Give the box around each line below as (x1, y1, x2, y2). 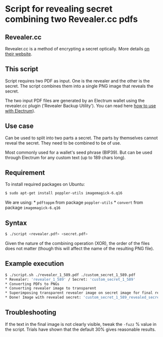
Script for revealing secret (5, 3, 113, 15)
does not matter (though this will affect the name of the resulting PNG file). (5, 246, 154, 251)
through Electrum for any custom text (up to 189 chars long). (5, 154, 126, 160)
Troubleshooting (5, 308, 57, 317)
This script (5, 65, 38, 73)
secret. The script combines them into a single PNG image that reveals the (5, 83, 154, 89)
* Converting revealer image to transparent (5, 286, 97, 291)
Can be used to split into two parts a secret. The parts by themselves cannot (5, 135, 158, 141)
